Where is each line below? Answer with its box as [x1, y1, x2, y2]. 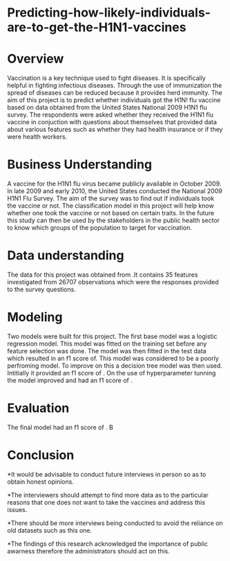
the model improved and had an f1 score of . [7, 376, 133, 384]
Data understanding [7, 248, 124, 264]
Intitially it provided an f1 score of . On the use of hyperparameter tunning [7, 368, 216, 377]
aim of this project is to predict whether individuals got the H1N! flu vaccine [7, 96, 221, 104]
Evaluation [7, 400, 70, 416]
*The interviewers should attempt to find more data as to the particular [7, 491, 209, 499]
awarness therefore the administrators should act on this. [7, 547, 171, 555]
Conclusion [7, 447, 75, 463]
